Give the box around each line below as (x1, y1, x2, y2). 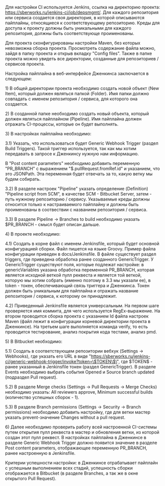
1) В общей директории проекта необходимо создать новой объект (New (5, 85, 159, 91)
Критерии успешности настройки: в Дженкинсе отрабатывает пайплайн (5, 460, 158, 466)
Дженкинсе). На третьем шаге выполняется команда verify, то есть (5, 324, 148, 329)
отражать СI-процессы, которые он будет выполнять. (5, 121, 119, 127)
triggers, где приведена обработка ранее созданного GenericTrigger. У (5, 256, 154, 262)
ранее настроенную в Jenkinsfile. (5, 450, 76, 456)
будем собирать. (5, 176, 41, 182)
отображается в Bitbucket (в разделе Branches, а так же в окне (5, 470, 138, 476)
